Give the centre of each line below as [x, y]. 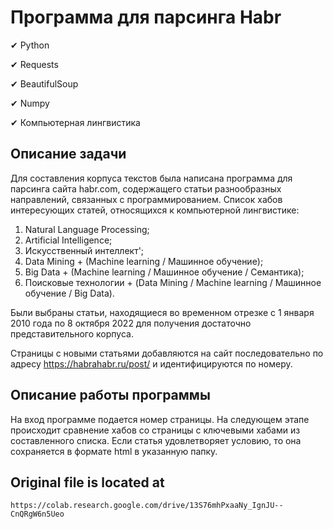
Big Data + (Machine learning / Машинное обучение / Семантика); [164, 272]
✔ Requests [34, 64]
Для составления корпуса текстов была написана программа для [151, 178]
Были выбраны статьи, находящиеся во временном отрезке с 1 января [162, 312]
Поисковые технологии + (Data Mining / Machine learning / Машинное [173, 282]
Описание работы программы [110, 395]
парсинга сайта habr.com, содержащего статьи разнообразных [146, 188]
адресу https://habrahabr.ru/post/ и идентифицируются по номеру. [151, 363]
